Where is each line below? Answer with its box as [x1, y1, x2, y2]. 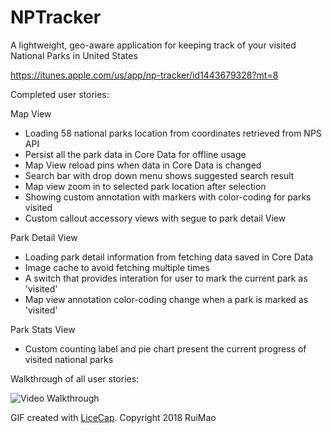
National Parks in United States [10, 49, 138, 61]
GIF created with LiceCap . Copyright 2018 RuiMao [10, 411, 217, 423]
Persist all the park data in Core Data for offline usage [24, 148, 247, 160]
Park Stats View [10, 323, 76, 335]
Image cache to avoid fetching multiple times [24, 261, 210, 273]
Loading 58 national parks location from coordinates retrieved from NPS [24, 127, 322, 139]
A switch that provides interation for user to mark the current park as [24, 272, 308, 284]
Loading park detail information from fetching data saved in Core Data [24, 251, 314, 263]
